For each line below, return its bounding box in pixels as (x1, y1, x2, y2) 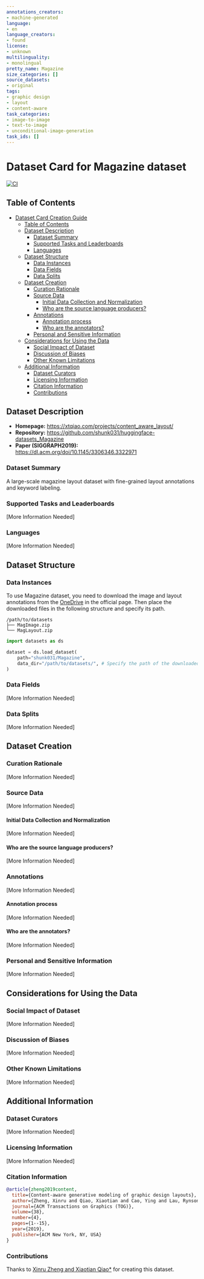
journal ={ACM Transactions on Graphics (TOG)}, (12, 1203, 135, 1210)
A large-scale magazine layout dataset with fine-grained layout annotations (6, 477, 195, 485)
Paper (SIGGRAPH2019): (15, 442, 78, 449)
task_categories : (6, 111, 50, 117)
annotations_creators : (6, 9, 64, 15)
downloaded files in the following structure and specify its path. (6, 605, 166, 613)
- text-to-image (6, 123, 47, 129)
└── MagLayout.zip (6, 627, 53, 634)
